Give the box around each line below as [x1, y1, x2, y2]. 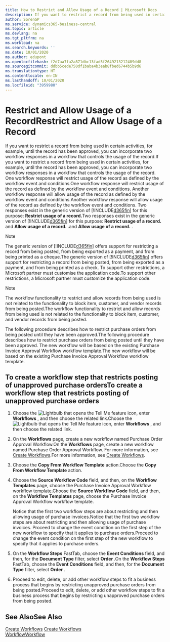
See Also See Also [5, 613, 62, 621]
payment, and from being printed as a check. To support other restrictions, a [5, 264, 165, 271]
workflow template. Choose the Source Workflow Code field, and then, [12, 488, 160, 494]
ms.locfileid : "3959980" [5, 82, 58, 88]
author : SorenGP [5, 17, 39, 22]
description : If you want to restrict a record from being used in [5, 12, 151, 17]
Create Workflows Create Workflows [5, 626, 82, 632]
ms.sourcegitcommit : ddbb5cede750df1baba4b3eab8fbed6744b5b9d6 [5, 64, 142, 69]
